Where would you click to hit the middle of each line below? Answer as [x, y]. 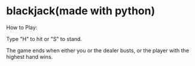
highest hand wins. [30, 56]
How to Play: [22, 27]
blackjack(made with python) [81, 11]
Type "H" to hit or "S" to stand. [44, 39]
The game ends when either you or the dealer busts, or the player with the [98, 50]
